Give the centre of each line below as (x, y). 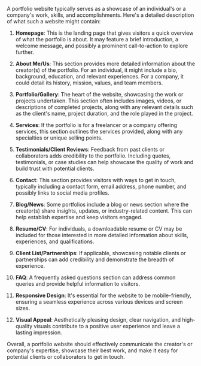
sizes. (23, 308)
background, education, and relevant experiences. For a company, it (100, 76)
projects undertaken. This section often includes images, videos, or (98, 101)
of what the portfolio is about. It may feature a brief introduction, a (97, 39)
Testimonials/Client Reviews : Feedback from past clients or (90, 149)
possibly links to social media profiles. (62, 193)
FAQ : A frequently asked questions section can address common (95, 277)
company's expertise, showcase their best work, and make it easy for (92, 350)
